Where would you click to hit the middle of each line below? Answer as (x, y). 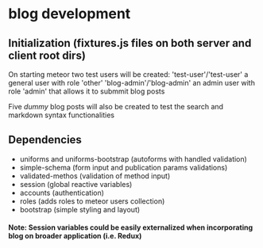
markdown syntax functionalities (62, 115)
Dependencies (45, 140)
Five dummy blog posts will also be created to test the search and (116, 107)
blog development (70, 14)
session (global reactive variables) (76, 184)
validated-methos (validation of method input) (95, 176)
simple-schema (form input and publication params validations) (124, 167)
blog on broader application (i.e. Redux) (75, 236)
